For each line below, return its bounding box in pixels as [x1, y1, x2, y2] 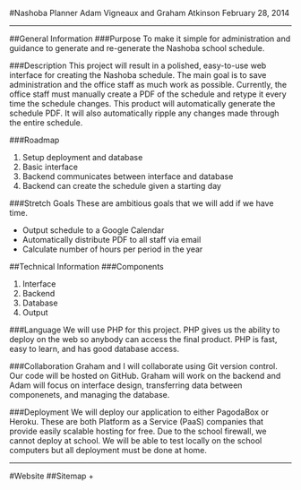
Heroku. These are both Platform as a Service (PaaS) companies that [9, 417, 264, 426]
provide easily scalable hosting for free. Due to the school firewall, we [9, 426, 267, 436]
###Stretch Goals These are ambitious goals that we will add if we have [9, 198, 274, 209]
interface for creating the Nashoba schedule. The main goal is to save [9, 70, 267, 80]
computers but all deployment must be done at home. [9, 445, 208, 455]
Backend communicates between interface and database [21, 171, 234, 182]
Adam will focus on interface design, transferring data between [9, 380, 243, 391]
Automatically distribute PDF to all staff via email [21, 235, 202, 245]
